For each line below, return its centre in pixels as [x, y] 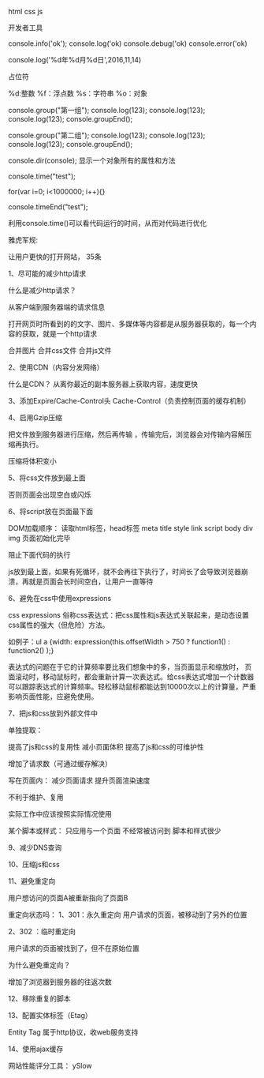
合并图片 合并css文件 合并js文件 [60, 350]
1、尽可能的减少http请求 [47, 273]
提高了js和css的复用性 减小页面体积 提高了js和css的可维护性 [106, 747]
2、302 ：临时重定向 [42, 932]
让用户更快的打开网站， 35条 [55, 257]
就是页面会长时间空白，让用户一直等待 [91, 581]
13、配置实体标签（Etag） [50, 1015]
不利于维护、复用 [36, 797]
